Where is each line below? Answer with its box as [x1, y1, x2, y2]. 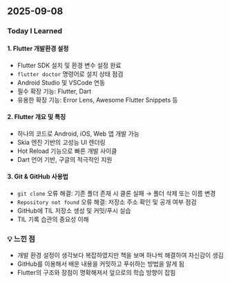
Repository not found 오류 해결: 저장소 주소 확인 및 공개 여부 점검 [17, 197, 197, 206]
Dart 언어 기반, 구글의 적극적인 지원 [17, 155, 113, 163]
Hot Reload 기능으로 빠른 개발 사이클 [17, 147, 117, 155]
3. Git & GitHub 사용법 [7, 172, 69, 181]
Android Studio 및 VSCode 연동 [17, 78, 106, 86]
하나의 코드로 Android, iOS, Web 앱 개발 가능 [17, 129, 140, 138]
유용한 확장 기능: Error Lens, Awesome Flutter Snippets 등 [17, 95, 178, 104]
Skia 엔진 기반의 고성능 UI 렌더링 [17, 138, 106, 146]
